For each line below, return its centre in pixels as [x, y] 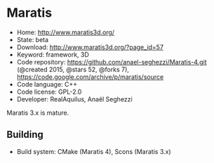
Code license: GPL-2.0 [49, 92]
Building [25, 135]
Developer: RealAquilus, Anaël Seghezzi [74, 99]
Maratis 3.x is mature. [38, 113]
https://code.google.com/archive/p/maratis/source [90, 77]
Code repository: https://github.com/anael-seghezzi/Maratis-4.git [112, 62]
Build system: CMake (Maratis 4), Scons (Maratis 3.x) [94, 151]
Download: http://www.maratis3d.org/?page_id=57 [90, 47]
